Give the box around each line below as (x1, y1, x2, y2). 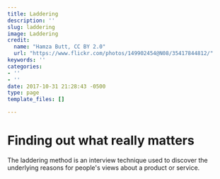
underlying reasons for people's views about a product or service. (7, 163, 200, 172)
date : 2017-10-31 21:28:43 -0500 (7, 83, 106, 90)
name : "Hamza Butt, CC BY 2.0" (13, 43, 106, 50)
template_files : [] (7, 96, 65, 103)
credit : (7, 37, 30, 44)
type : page (7, 89, 40, 96)
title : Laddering (7, 10, 59, 18)
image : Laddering (7, 30, 59, 37)
